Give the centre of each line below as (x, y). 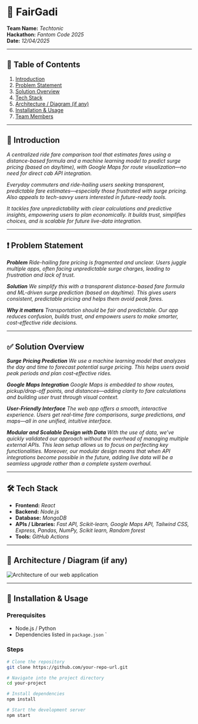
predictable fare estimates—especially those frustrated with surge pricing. (97, 191)
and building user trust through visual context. (63, 397)
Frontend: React (35, 505)
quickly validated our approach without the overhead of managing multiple (98, 439)
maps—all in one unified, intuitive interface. (59, 421)
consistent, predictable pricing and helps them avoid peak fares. (85, 299)
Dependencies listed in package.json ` (61, 634)
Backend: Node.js (37, 511)
